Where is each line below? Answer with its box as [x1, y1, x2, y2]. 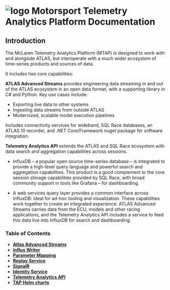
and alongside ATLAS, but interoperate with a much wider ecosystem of [5, 55, 157, 61]
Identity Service [12, 269, 47, 275]
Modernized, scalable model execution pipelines [12, 113, 115, 118]
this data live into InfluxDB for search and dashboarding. [12, 217, 131, 223]
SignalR [12, 263, 30, 270]
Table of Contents [5, 230, 51, 237]
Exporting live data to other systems [12, 101, 89, 107]
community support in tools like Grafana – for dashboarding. [12, 180, 139, 186]
